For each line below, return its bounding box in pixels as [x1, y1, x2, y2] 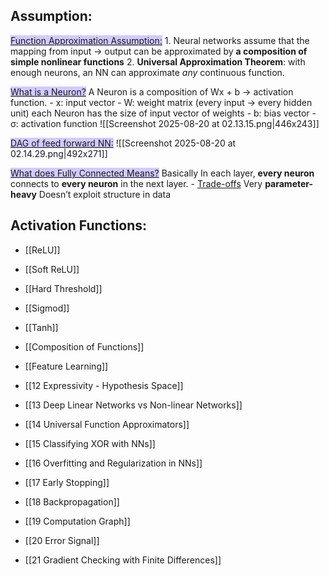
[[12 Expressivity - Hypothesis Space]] [24, 379, 184, 391]
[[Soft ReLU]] [24, 263, 80, 275]
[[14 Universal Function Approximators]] [24, 418, 190, 430]
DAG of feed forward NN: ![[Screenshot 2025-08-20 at [10, 137, 237, 149]
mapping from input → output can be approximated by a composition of [10, 45, 308, 57]
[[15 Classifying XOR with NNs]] [24, 437, 156, 449]
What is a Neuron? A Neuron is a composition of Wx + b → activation [10, 85, 294, 98]
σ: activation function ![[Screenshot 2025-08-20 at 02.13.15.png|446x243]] [10, 117, 320, 129]
